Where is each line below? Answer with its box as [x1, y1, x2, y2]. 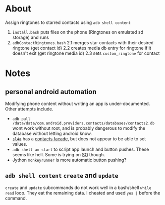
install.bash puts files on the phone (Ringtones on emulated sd [12, 29, 144, 35]
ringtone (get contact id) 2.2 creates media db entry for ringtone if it [12, 45, 152, 51]
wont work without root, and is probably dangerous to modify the [12, 125, 145, 131]
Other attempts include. [5, 105, 54, 112]
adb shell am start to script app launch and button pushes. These [12, 146, 149, 152]
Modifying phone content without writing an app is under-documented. [5, 101, 150, 106]
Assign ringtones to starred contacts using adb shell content [5, 19, 131, 25]
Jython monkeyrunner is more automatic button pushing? [12, 157, 127, 163]
